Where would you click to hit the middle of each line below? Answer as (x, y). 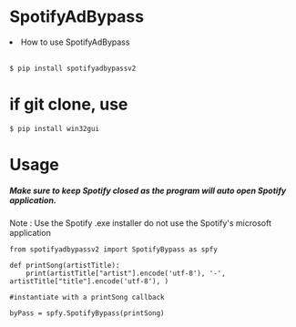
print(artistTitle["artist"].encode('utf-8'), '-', (126, 274)
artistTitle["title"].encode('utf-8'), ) (89, 281)
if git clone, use (69, 104)
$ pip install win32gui (55, 128)
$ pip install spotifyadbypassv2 (73, 68)
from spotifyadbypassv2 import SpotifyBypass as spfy (114, 250)
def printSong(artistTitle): (65, 266)
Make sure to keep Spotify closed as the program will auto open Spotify (148, 190)
